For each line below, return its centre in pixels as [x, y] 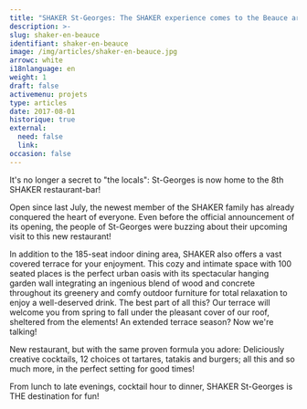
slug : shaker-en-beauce [55, 35]
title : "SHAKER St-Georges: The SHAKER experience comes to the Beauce [148, 18]
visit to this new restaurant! [60, 236]
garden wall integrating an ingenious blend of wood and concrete [132, 283]
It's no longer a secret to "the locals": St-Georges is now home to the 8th [147, 180]
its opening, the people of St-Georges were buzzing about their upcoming [148, 226]
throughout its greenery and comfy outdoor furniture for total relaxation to [148, 292]
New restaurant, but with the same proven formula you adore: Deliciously [147, 349]
